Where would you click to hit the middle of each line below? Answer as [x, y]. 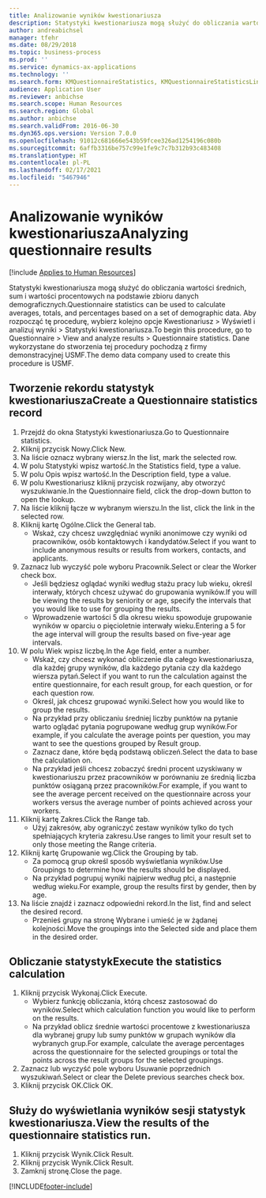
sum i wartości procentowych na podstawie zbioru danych [104, 296]
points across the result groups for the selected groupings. [128, 1060]
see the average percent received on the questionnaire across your [141, 793]
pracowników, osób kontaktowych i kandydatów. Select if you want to [144, 541]
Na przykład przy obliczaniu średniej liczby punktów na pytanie [135, 718]
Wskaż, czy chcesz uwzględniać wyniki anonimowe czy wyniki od [140, 533]
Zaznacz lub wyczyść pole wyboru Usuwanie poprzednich [116, 1069]
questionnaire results [81, 251]
